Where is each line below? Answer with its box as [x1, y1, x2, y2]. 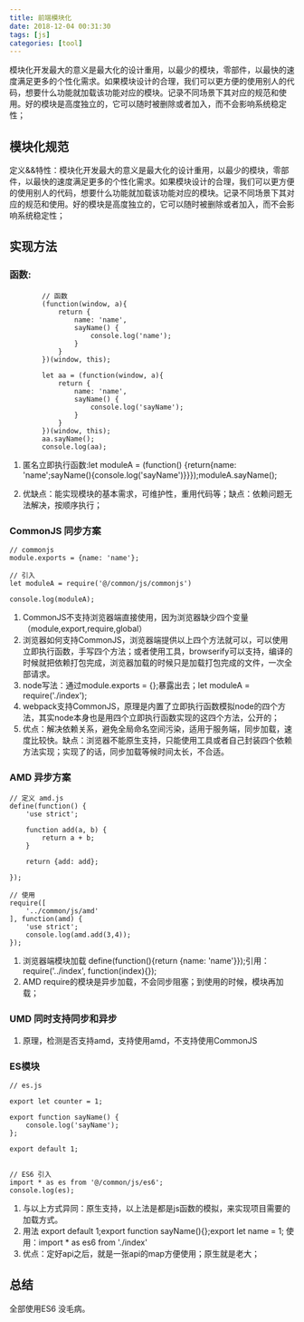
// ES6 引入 [9, 1170, 52, 1179]
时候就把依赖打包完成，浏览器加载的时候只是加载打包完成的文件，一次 [22, 657, 285, 668]
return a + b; [42, 833, 95, 843]
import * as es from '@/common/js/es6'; [9, 1178, 165, 1187]
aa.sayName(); [42, 434, 95, 443]
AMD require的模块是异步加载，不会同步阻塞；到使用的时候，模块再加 [22, 977, 284, 987]
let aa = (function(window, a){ [42, 371, 165, 380]
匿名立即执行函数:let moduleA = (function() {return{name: [22, 459, 237, 470]
